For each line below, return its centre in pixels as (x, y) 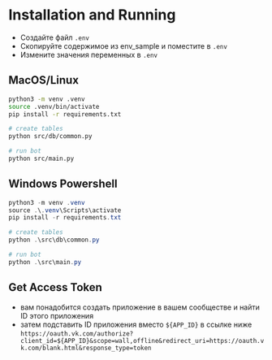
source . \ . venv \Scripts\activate (65, 210)
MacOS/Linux (44, 80)
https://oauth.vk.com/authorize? (77, 334)
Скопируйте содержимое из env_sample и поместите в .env (123, 46)
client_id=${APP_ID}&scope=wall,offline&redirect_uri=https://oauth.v (142, 340)
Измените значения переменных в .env (89, 54)
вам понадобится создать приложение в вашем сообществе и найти (140, 307)
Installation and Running (92, 15)
